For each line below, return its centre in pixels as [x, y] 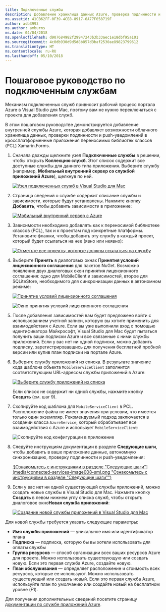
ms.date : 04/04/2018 [27, 33]
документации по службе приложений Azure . [53, 605]
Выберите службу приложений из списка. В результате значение [82, 362]
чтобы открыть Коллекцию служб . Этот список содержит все [79, 161]
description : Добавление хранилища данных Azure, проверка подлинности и [83, 14]
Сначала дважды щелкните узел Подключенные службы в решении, [86, 155]
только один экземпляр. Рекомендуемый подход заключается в [81, 417]
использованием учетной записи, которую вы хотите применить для [85, 321]
